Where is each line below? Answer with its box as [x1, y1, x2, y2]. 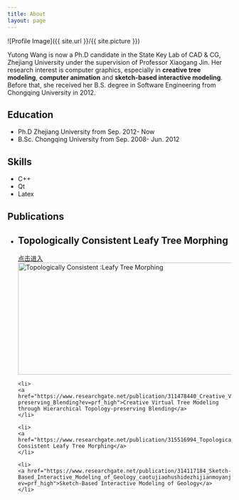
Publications [7, 211, 65, 223]
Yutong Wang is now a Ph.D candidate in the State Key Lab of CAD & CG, [7, 50, 221, 59]
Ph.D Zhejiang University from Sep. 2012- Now [17, 127, 155, 136]
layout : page [7, 17, 46, 24]
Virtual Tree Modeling [152, 399, 219, 406]
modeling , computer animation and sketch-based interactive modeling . [7, 73, 223, 82]
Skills [7, 156, 32, 168]
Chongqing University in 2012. [7, 88, 96, 97]
